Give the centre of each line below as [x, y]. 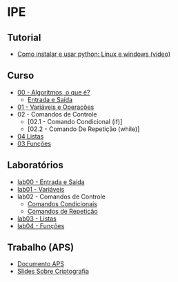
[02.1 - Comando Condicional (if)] [75, 121]
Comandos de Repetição [62, 211]
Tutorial [24, 38]
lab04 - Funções [41, 225]
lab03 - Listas [37, 219]
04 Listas [30, 136]
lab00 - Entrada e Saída [51, 182]
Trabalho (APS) [41, 248]
